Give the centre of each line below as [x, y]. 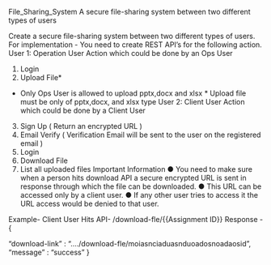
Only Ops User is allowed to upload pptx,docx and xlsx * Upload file [133, 93]
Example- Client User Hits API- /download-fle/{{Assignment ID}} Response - [136, 219]
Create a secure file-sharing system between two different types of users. [132, 36]
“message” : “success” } [49, 252]
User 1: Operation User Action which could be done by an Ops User [121, 53]
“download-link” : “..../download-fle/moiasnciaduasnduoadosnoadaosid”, [130, 244]
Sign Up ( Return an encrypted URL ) [81, 126]
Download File [44, 160]
